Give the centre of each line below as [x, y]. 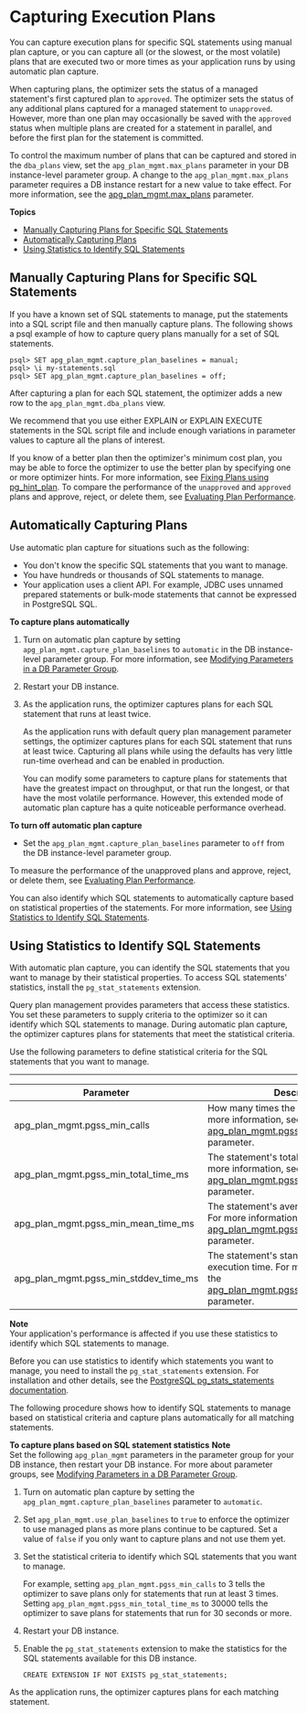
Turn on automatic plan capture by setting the [109, 1492]
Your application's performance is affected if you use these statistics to [144, 1334]
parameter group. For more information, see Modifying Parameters [168, 659]
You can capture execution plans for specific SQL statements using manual [151, 42]
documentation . [39, 1390]
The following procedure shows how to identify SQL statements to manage [150, 1408]
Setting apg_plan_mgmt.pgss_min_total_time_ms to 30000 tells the [145, 1603]
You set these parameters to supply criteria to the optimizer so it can [138, 1015]
